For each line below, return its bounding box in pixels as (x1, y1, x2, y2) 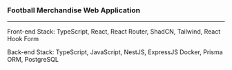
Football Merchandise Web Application (7, 5, 140, 15)
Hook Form (7, 35, 39, 43)
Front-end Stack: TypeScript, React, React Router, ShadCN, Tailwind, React (7, 27, 221, 36)
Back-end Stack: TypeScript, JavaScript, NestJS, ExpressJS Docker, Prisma (7, 48, 223, 56)
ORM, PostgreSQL (7, 56, 59, 64)
